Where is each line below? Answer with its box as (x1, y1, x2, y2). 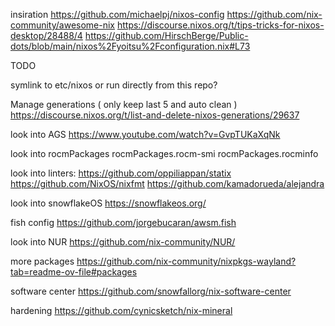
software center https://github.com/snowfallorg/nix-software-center (10, 285, 292, 297)
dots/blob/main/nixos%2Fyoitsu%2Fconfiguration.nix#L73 (10, 40, 251, 52)
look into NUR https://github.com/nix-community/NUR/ (10, 236, 236, 248)
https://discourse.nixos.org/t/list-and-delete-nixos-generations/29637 (10, 109, 300, 121)
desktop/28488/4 (10, 30, 83, 41)
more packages (10, 255, 75, 267)
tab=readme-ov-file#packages (10, 266, 138, 278)
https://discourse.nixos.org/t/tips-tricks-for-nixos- (116, 19, 325, 31)
